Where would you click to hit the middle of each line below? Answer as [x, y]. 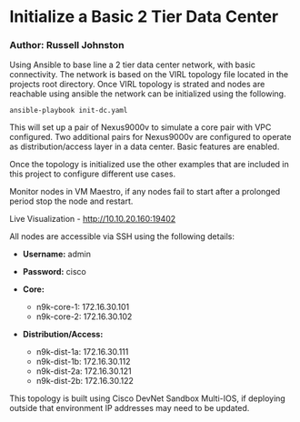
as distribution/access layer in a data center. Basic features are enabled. [145, 146]
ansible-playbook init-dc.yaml [69, 111]
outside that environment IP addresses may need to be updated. [130, 408]
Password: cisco [54, 272]
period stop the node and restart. [71, 201]
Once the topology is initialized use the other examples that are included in [149, 165]
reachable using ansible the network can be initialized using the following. [148, 94]
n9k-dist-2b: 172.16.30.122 [85, 381]
